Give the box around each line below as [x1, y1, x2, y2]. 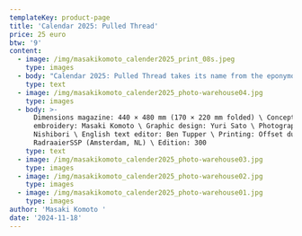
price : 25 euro [9, 30, 67, 39]
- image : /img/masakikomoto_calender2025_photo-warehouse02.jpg [17, 171, 263, 180]
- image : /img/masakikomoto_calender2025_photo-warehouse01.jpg [17, 188, 263, 197]
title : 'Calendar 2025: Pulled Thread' [9, 22, 159, 31]
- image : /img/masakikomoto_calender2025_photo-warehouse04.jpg [17, 88, 263, 97]
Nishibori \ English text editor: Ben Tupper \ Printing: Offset [32, 130, 283, 139]
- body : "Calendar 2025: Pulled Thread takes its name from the [17, 72, 263, 81]
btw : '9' [9, 38, 42, 48]
